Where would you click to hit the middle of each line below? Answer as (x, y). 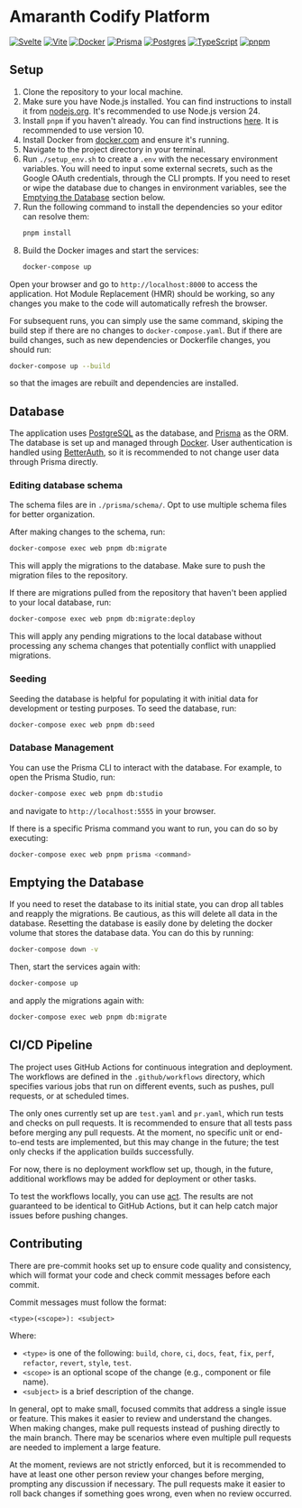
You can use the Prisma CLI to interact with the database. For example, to (146, 767)
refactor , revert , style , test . (77, 1362)
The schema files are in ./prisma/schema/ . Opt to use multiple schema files (148, 505)
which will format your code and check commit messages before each (140, 1275)
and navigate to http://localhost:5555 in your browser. (113, 810)
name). (36, 1382)
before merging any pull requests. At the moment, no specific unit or (136, 1132)
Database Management (62, 748)
